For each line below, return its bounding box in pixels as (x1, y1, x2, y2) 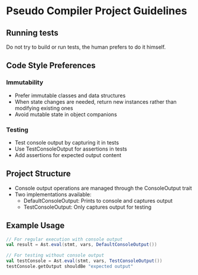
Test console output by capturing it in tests (14, 139, 119, 146)
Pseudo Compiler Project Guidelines (6, 4, 187, 18)
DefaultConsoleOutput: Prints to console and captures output (23, 197, 173, 204)
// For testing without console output (6, 252, 105, 258)
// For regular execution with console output (6, 236, 123, 242)
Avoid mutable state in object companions (14, 111, 117, 118)
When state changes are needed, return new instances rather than (14, 98, 177, 105)
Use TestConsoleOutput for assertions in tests (14, 145, 127, 152)
